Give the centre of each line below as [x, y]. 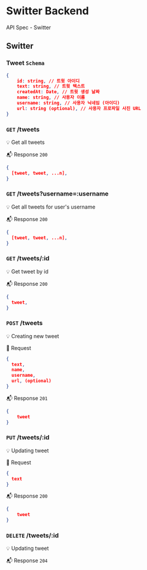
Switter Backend [48, 11]
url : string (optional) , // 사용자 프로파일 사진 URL [79, 108]
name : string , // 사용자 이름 [51, 97]
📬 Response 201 [27, 398]
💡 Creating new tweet [33, 336]
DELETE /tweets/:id [33, 536]
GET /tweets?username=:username [57, 194]
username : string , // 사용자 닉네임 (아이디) [68, 103]
